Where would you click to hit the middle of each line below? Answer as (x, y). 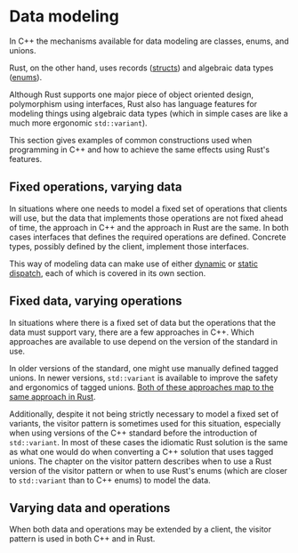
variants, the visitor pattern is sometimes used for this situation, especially (145, 423)
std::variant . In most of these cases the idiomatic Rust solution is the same (149, 442)
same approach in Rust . (52, 396)
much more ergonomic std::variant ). (79, 123)
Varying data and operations (90, 508)
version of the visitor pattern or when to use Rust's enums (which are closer (148, 470)
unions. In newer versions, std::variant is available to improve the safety (144, 378)
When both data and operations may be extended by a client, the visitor (141, 529)
